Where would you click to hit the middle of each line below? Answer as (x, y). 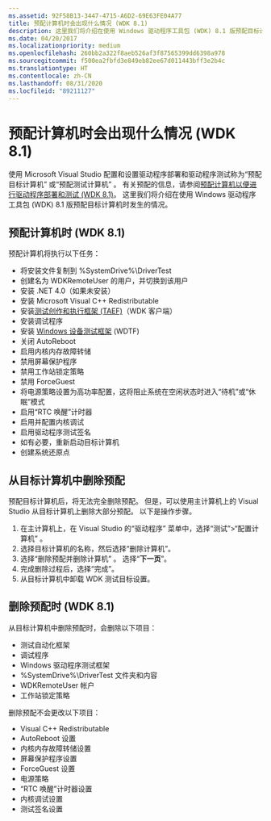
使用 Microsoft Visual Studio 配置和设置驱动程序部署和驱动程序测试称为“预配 (135, 174)
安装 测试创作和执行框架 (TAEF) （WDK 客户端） (98, 311)
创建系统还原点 (45, 452)
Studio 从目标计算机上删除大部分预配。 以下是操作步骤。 (102, 511)
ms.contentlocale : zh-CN (50, 76)
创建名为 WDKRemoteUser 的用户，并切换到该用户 (104, 281)
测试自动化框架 (45, 645)
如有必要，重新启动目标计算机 (69, 442)
